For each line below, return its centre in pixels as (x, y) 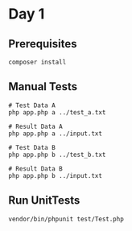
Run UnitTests (44, 201)
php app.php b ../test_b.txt (57, 155)
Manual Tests (43, 87)
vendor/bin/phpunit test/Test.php (66, 219)
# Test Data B (32, 147)
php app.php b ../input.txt (56, 175)
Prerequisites (43, 44)
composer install (37, 62)
